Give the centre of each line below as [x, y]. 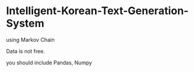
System [25, 23]
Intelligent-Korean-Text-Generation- [97, 11]
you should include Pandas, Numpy [49, 63]
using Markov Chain [30, 40]
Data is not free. [26, 51]
